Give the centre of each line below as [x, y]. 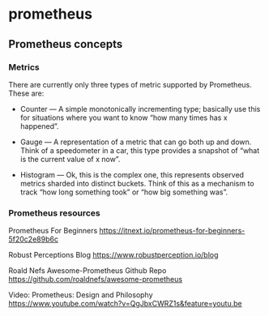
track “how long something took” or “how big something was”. [124, 192]
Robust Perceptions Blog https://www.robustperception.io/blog [113, 255]
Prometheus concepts [66, 44]
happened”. [39, 126]
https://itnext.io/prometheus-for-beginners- [172, 231]
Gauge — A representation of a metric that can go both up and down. [136, 142]
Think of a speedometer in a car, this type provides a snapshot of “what [140, 150]
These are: [26, 93]
